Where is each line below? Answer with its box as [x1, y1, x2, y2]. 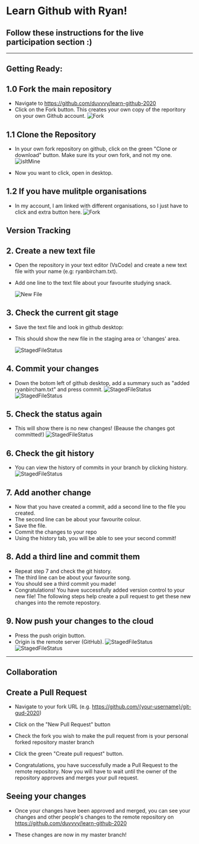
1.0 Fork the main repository [6, 84, 112, 94]
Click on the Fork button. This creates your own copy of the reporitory [14, 106, 186, 113]
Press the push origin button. [14, 632, 86, 639]
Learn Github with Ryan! [6, 4, 127, 18]
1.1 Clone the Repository [6, 129, 97, 140]
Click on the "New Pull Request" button [14, 721, 111, 728]
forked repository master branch [14, 739, 95, 746]
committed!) [14, 431, 44, 438]
